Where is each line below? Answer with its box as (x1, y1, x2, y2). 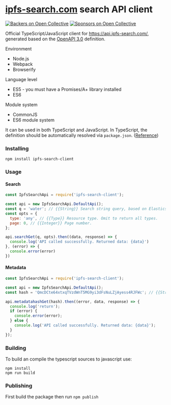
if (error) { (10, 308, 38, 314)
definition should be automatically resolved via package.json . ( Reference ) (5, 132, 159, 138)
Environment (5, 45, 32, 52)
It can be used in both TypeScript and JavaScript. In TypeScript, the (5, 127, 148, 133)
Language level (5, 76, 37, 82)
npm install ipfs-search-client (5, 157, 74, 162)
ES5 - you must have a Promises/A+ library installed (12, 86, 122, 92)
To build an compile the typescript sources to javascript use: (5, 356, 132, 362)
